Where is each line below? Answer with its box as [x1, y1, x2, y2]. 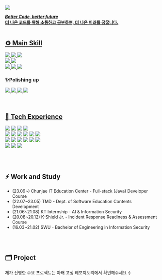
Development [12, 204, 39, 209]
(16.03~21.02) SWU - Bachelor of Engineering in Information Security [12, 224, 150, 230]
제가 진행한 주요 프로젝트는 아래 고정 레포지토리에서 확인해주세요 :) [5, 269, 131, 275]
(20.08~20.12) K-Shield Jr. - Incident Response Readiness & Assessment [12, 214, 157, 220]
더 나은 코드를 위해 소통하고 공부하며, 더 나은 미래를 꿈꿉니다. [5, 19, 119, 25]
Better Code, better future [5, 14, 58, 19]
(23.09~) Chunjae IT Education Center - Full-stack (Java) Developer [12, 188, 148, 194]
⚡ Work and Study [5, 173, 61, 181]
